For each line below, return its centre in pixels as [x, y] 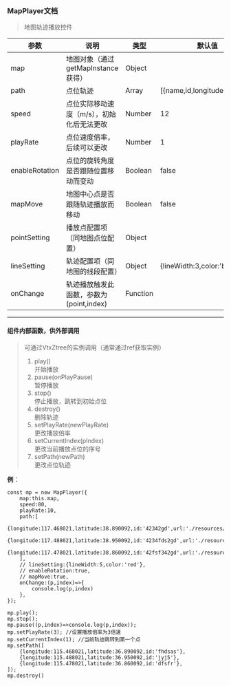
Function [139, 294]
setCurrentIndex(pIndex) [69, 440]
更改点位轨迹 [52, 464]
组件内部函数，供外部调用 [43, 330]
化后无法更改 [87, 125]
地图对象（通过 [90, 59]
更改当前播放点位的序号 [67, 449]
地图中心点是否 [90, 194]
